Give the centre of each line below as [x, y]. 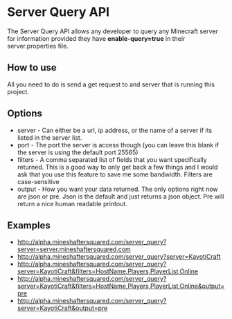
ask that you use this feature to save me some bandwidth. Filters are [115, 174]
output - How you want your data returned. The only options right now [117, 189]
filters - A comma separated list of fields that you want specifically [112, 159]
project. [18, 91]
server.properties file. [38, 46]
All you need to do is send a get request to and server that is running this [111, 84]
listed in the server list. [50, 137]
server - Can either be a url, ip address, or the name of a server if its [115, 130]
